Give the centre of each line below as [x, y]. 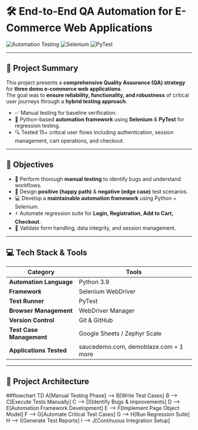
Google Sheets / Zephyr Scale [120, 333]
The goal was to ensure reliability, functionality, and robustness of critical [98, 95]
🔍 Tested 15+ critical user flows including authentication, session [94, 132]
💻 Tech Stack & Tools [47, 252]
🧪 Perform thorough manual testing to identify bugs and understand [98, 179]
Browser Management [41, 311]
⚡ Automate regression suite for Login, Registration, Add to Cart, [94, 213]
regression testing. [37, 125]
